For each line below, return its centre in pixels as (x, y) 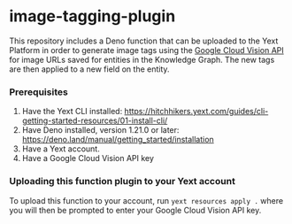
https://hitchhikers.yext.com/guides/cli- (196, 112)
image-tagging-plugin (92, 16)
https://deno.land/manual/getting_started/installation (118, 140)
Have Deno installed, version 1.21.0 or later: (100, 130)
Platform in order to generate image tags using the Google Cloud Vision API (147, 50)
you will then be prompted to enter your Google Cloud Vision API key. (135, 210)
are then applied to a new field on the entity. (89, 69)
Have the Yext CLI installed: (72, 112)
